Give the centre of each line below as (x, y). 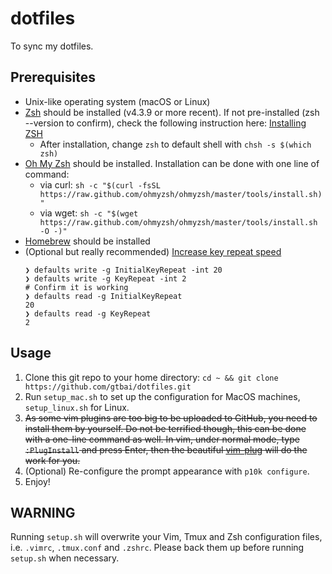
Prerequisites (53, 77)
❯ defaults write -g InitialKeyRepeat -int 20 (123, 270)
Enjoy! (37, 481)
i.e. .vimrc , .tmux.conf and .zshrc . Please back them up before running (157, 548)
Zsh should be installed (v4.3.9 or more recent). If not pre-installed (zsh (172, 112)
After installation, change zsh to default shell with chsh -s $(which (175, 144)
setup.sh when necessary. (65, 558)
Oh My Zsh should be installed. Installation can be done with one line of (172, 163)
